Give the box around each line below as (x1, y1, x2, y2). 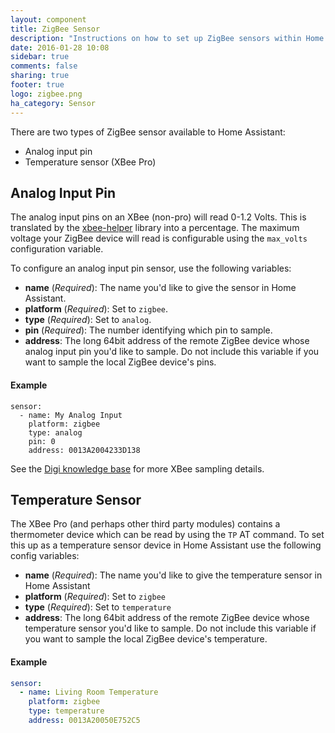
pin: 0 (28, 436, 56, 446)
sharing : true (10, 71, 70, 81)
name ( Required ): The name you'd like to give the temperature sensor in (24, 569, 323, 581)
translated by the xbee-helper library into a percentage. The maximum (10, 222, 300, 234)
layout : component (10, 14, 87, 25)
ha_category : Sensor (10, 98, 97, 108)
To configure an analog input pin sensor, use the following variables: (10, 262, 292, 275)
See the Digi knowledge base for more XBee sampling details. (10, 462, 265, 475)
